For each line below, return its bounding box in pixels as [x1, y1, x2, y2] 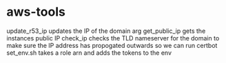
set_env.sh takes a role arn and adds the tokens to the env [6, 49, 172, 57]
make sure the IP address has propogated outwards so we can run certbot [6, 41, 218, 49]
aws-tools [6, 4, 66, 20]
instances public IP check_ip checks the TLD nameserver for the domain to [6, 34, 220, 42]
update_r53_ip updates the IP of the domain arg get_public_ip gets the [6, 27, 206, 35]
